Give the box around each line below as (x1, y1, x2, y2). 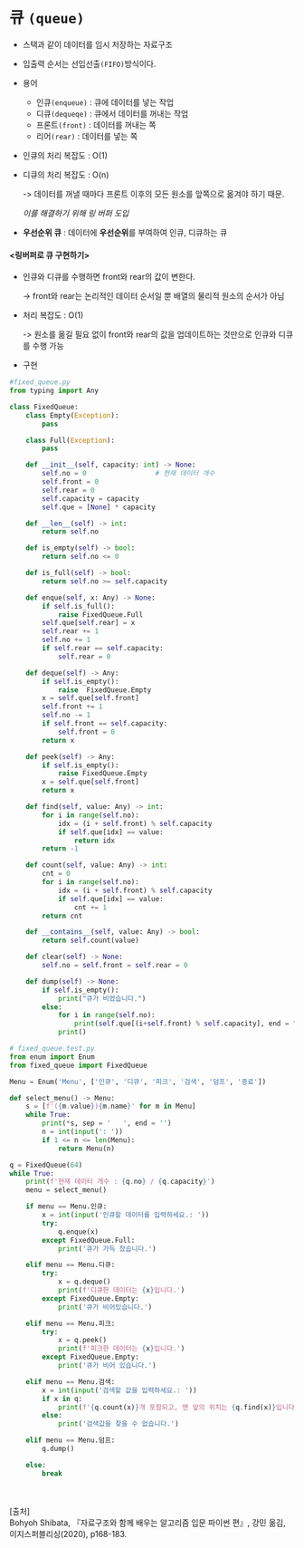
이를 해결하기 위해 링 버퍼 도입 (22, 207, 129, 218)
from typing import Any (9, 386, 100, 396)
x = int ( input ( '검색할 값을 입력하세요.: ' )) (42, 1386, 197, 1395)
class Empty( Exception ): (25, 410, 119, 420)
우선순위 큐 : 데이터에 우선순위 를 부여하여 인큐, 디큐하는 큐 (22, 226, 228, 237)
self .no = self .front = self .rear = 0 (42, 961, 188, 970)
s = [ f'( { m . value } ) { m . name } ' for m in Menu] (25, 1101, 196, 1111)
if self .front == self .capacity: (42, 719, 168, 728)
